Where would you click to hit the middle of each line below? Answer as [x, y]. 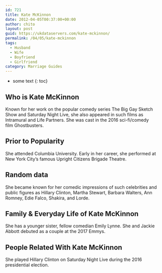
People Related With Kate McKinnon [64, 247]
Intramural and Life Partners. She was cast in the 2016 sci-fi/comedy [77, 120]
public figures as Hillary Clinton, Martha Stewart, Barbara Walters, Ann [79, 192]
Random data [27, 175]
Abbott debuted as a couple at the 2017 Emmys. [55, 231]
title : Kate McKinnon [28, 15]
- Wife [17, 52]
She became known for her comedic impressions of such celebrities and [81, 187]
